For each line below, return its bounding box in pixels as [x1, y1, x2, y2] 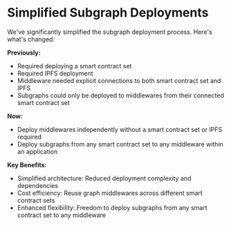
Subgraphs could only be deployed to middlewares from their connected [17, 91, 225, 100]
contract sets [17, 196, 55, 205]
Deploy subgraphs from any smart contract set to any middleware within [17, 140, 223, 148]
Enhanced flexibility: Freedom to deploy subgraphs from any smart [17, 203, 207, 211]
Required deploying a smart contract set [17, 62, 132, 70]
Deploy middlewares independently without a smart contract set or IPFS [17, 125, 223, 133]
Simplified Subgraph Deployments [7, 5, 209, 21]
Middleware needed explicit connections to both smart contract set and [17, 76, 221, 84]
